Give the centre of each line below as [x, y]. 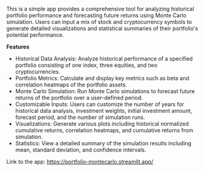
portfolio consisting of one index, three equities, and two [86, 65]
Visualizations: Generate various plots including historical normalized [102, 124]
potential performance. [35, 35]
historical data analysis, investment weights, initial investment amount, [104, 111]
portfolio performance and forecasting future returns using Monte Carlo [97, 15]
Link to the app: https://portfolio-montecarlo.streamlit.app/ [80, 161]
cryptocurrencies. [38, 72]
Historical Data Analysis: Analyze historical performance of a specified [104, 59]
